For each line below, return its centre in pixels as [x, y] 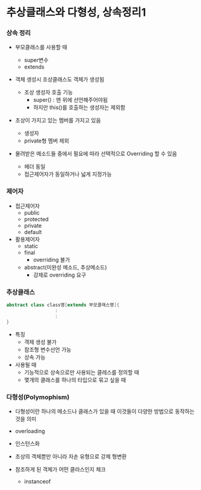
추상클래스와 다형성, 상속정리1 [76, 12]
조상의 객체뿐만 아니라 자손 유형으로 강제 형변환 [71, 456]
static [31, 246]
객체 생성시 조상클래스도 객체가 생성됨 [60, 79]
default [33, 232]
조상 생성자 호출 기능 [48, 92]
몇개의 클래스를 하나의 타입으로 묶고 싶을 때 [75, 380]
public [32, 212]
